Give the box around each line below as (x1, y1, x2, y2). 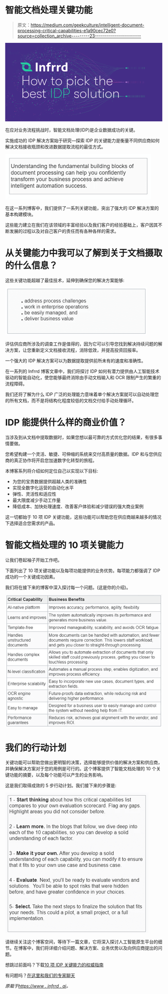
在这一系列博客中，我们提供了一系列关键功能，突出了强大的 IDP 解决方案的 (5, 205, 159, 211)
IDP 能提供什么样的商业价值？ (5, 417, 127, 428)
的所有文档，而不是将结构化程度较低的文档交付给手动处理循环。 (5, 397, 136, 404)
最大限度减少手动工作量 (12, 497, 61, 503)
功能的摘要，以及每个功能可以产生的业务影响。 (9, 772, 106, 778)
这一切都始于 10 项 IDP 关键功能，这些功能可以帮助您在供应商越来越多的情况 (5, 514, 162, 520)
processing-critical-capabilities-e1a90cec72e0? (17, 27, 116, 33)
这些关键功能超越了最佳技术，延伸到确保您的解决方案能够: (5, 277, 125, 283)
